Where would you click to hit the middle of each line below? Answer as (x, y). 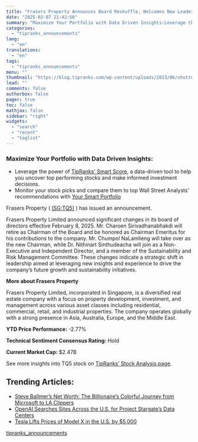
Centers (24, 415)
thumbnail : (19, 77)
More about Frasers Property (42, 281)
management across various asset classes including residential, (83, 305)
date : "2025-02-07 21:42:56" (42, 17)
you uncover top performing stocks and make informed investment (96, 178)
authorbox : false (27, 94)
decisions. (27, 184)
